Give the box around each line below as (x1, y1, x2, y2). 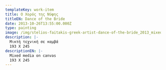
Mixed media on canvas (9, 53, 56, 58)
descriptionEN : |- (5, 48, 43, 53)
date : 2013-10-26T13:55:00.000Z (5, 21, 72, 26)
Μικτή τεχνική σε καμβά (9, 39, 58, 44)
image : (5, 30, 19, 35)
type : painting (5, 26, 37, 31)
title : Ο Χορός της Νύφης (5, 12, 58, 17)
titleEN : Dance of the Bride (5, 16, 65, 21)
